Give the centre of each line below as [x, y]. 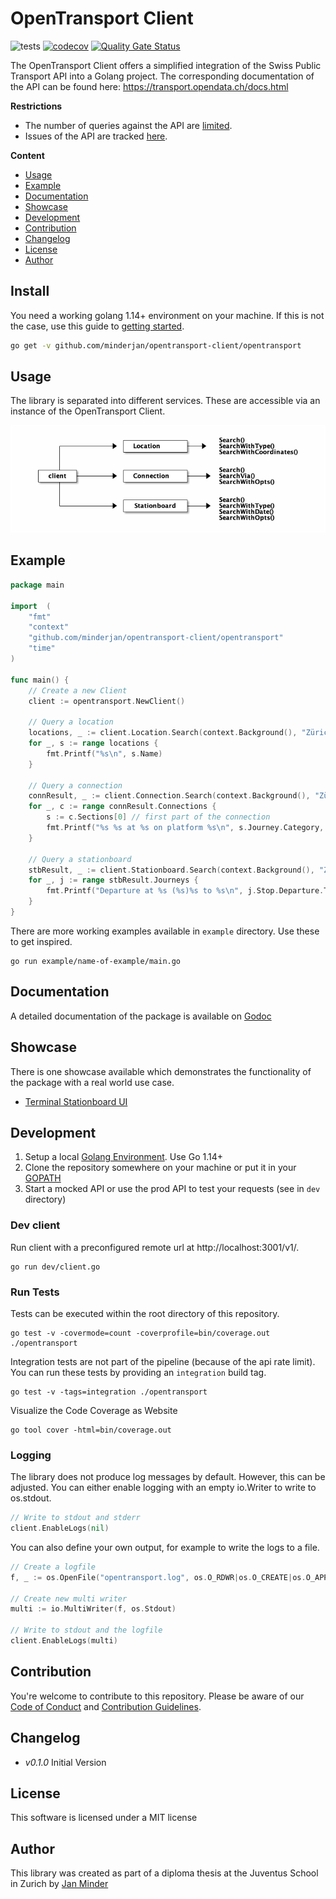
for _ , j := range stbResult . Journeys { [113, 880]
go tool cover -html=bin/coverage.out [91, 1430]
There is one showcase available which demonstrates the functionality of [161, 1071]
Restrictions [36, 106]
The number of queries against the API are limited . [128, 125]
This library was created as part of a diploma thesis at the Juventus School [164, 1873]
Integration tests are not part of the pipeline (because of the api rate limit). [163, 1361]
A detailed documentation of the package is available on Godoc [141, 1016]
